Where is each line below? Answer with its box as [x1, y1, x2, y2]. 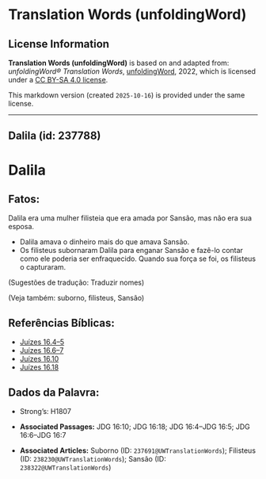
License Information [8, 37, 109, 51]
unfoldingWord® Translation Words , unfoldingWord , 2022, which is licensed [8, 67, 256, 76]
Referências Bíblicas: [8, 316, 115, 330]
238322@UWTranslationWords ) [19, 462, 112, 473]
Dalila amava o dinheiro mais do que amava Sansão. [19, 237, 190, 247]
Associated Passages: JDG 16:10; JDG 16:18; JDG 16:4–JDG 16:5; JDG [19, 422, 251, 431]
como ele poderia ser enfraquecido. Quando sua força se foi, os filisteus [19, 254, 256, 263]
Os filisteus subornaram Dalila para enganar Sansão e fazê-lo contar [19, 246, 244, 255]
